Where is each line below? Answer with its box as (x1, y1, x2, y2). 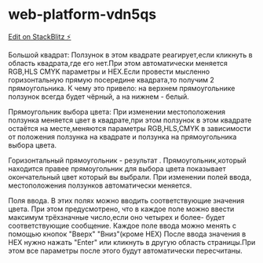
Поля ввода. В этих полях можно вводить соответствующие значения (8, 195, 245, 205)
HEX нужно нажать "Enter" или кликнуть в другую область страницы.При (8, 237, 256, 247)
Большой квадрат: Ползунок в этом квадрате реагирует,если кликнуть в (8, 49, 253, 60)
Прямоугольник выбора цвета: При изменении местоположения (8, 107, 226, 116)
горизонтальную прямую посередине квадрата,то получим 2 (8, 75, 214, 84)
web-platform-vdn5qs (8, 5, 157, 24)
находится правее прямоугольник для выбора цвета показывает (8, 163, 226, 174)
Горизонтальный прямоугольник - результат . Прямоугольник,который (8, 155, 247, 165)
